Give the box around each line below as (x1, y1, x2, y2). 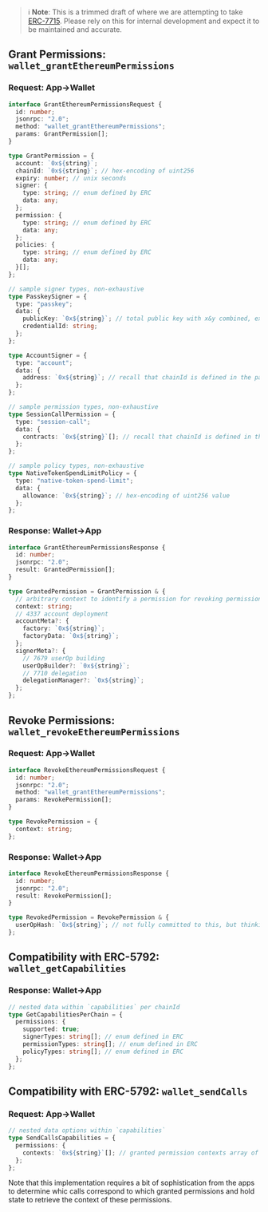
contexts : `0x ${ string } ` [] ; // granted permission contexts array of (22, 1149, 259, 1157)
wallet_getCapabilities (8, 963, 127, 975)
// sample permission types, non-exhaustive (8, 403, 159, 411)
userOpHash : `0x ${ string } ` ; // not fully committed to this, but (15, 921, 238, 929)
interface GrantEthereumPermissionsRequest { (8, 100, 162, 109)
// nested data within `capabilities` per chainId (8, 1003, 180, 1011)
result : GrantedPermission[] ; (15, 566, 116, 574)
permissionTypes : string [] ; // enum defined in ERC (22, 1040, 198, 1048)
